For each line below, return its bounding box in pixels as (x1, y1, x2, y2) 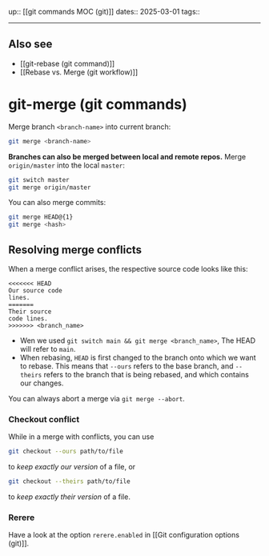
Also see (8, 38, 53, 51)
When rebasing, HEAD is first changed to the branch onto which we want (19, 353, 256, 362)
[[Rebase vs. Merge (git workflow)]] (19, 67, 139, 77)
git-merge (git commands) (8, 95, 188, 113)
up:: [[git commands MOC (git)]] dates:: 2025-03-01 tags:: (8, 7, 200, 16)
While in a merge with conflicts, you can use (8, 432, 155, 441)
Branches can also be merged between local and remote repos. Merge (8, 151, 247, 161)
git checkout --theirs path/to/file (8, 477, 130, 485)
